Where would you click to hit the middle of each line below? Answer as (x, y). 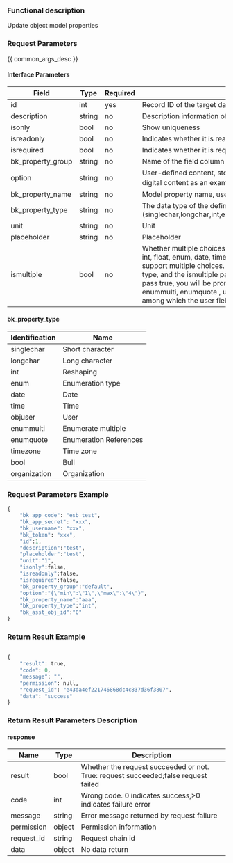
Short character (88, 349)
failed (90, 784)
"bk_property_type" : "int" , (59, 606)
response (21, 737)
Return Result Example (46, 637)
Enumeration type (91, 383)
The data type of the (175, 205)
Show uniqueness (171, 127)
